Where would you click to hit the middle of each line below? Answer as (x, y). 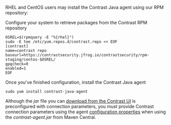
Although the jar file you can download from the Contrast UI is (71, 101)
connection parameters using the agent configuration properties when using (86, 112)
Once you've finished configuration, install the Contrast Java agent (76, 82)
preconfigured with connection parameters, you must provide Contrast (80, 106)
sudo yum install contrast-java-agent (46, 91)
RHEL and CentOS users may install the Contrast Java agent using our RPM (85, 7)
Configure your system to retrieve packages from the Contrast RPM (76, 23)
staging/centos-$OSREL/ (31, 59)
